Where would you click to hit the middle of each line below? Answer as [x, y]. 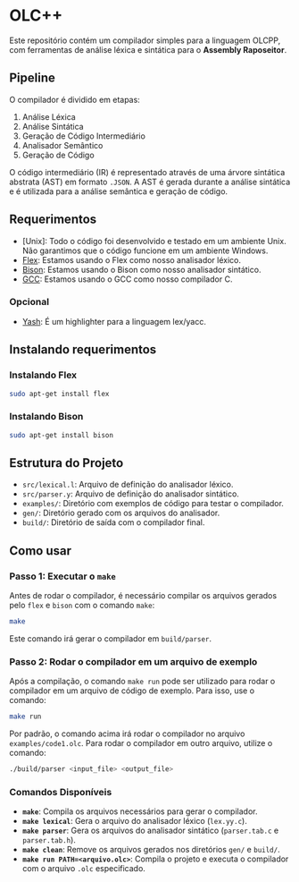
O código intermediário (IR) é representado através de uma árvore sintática [147, 172]
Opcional [29, 302]
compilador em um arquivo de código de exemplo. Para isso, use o [132, 691]
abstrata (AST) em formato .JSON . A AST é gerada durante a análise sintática [150, 182]
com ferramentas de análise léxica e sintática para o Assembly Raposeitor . [148, 49]
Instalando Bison [46, 417]
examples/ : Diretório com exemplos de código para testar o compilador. [153, 504]
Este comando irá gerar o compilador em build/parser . [111, 638]
